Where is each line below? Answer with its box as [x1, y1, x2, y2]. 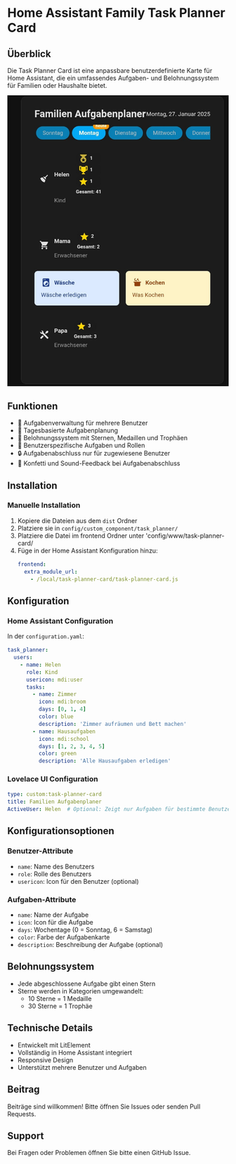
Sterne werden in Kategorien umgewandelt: [17, 986, 144, 995]
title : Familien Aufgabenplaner [7, 798, 102, 805]
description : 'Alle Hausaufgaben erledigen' [38, 758, 171, 765]
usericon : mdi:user [25, 676, 83, 683]
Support [7, 1130, 44, 1142]
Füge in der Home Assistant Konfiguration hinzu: [17, 546, 158, 555]
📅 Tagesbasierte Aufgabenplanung [17, 426, 118, 435]
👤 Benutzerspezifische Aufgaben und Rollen [17, 441, 145, 450]
